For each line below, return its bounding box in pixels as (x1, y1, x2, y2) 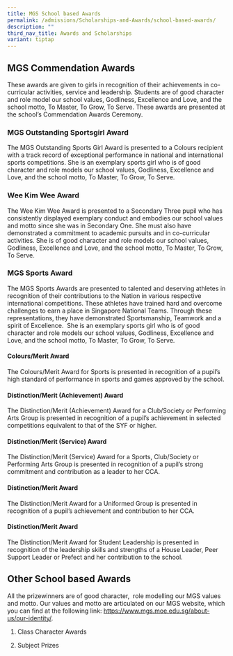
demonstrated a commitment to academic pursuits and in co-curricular (7, 228, 211, 237)
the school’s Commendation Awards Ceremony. (7, 110, 143, 119)
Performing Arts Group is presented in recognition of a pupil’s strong (7, 460, 204, 468)
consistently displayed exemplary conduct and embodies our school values (7, 214, 223, 222)
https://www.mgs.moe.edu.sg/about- (103, 606, 210, 615)
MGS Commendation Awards (7, 62, 136, 74)
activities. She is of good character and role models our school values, (7, 236, 209, 244)
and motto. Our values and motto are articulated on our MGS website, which (7, 599, 225, 607)
